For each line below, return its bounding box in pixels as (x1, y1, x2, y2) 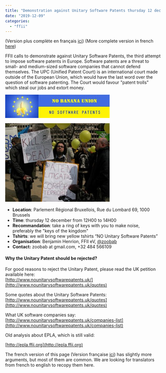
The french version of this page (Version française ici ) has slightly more (5, 352, 152, 358)
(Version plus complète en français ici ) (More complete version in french (5, 38, 154, 44)
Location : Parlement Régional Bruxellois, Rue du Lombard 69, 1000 (12, 207, 150, 213)
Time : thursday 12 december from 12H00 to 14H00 (12, 217, 117, 224)
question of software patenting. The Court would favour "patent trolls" (5, 80, 149, 86)
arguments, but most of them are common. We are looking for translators (5, 357, 155, 363)
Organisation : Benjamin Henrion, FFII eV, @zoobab (12, 239, 117, 245)
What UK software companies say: (5, 312, 76, 318)
